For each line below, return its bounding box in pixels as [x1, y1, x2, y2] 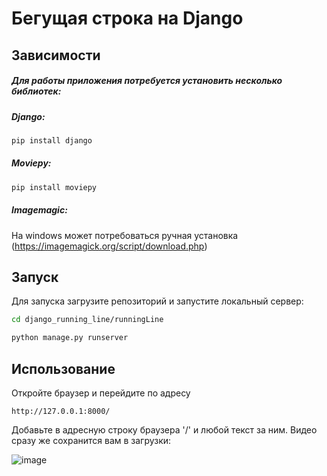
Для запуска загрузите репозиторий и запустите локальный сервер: [11, 295, 304, 307]
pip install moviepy [11, 182, 98, 192]
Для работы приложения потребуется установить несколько [11, 75, 283, 87]
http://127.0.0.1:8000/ [11, 406, 111, 416]
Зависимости [11, 47, 101, 64]
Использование [11, 360, 116, 377]
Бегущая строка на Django [11, 7, 244, 30]
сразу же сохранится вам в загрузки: [11, 434, 172, 446]
